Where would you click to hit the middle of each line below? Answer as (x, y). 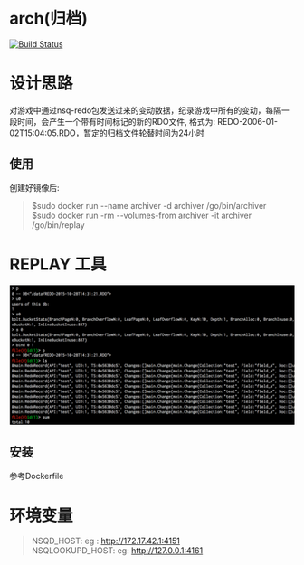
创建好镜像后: (35, 187)
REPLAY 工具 (58, 264)
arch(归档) (48, 19)
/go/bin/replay (58, 225)
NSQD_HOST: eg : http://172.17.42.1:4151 (106, 541)
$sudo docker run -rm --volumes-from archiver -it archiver (142, 215)
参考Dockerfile (37, 476)
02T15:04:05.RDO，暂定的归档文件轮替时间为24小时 (107, 133)
